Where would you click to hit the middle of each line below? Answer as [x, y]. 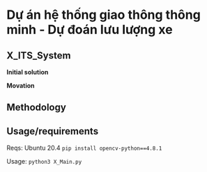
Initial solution [28, 72]
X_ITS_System [39, 55]
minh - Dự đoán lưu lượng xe [90, 30]
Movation [21, 86]
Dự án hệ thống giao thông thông [104, 15]
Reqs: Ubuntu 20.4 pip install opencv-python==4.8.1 [84, 148]
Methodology [37, 108]
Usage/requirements [53, 131]
